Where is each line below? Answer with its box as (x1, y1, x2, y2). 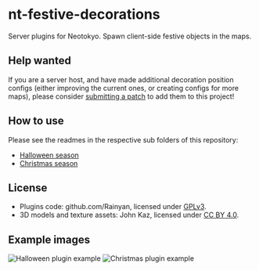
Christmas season (19, 158, 78, 168)
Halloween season (19, 150, 80, 160)
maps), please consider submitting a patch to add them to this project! (8, 92, 235, 101)
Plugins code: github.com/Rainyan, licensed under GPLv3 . (19, 202, 207, 211)
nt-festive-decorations (8, 5, 160, 23)
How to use (8, 114, 64, 128)
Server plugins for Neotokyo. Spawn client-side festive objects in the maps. (8, 31, 252, 41)
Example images (8, 233, 91, 246)
